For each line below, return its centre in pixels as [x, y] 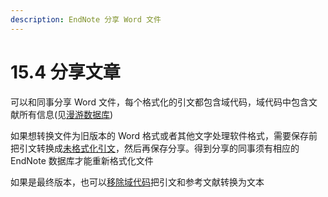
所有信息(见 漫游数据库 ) [66, 114]
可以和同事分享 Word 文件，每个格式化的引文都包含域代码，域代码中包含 [159, 102]
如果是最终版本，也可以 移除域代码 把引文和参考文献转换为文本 [137, 182]
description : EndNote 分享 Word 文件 [86, 19]
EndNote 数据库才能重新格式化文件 [82, 160]
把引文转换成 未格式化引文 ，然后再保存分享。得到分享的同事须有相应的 [155, 148]
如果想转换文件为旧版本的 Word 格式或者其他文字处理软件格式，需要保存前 [164, 135]
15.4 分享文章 [65, 72]
